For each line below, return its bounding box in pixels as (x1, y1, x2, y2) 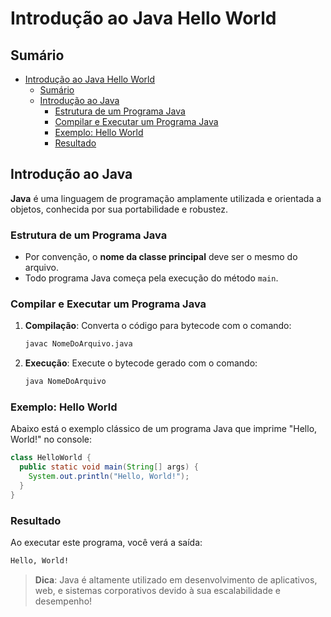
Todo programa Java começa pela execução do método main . (24, 272, 279, 284)
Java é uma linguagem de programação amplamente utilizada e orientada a (10, 192, 322, 204)
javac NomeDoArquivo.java (24, 339, 133, 349)
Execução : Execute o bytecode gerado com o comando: (24, 357, 258, 369)
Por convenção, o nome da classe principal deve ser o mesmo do (24, 251, 298, 263)
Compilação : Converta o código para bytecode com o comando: (24, 320, 292, 332)
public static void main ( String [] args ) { (19, 462, 199, 472)
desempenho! (34, 595, 93, 607)
